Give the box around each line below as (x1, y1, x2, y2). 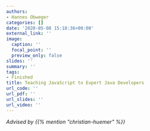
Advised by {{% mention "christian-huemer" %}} (6, 118, 126, 125)
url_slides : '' (6, 96, 44, 102)
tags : (6, 69, 20, 75)
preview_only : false (11, 53, 62, 58)
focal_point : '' (11, 47, 52, 53)
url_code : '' (6, 86, 39, 91)
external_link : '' (6, 31, 52, 37)
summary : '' (6, 63, 36, 70)
